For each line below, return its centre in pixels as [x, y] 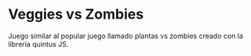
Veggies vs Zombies [76, 14]
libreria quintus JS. [38, 44]
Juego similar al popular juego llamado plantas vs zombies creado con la [125, 36]
